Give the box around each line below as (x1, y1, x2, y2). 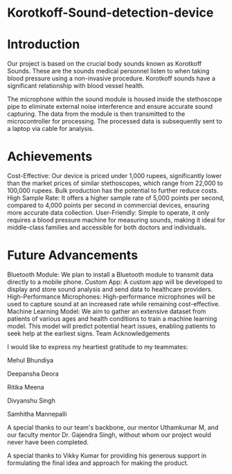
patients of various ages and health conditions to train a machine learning (7, 315, 217, 323)
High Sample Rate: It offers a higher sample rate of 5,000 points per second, (7, 194, 225, 202)
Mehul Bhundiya (7, 356, 54, 365)
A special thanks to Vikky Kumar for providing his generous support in (7, 452, 207, 459)
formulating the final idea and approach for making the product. (7, 459, 189, 467)
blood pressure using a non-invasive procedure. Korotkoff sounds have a (7, 74, 216, 82)
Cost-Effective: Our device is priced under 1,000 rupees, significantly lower (7, 172, 222, 180)
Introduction (7, 37, 80, 53)
